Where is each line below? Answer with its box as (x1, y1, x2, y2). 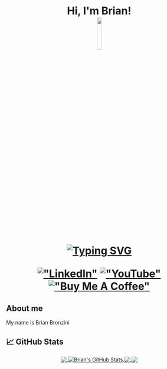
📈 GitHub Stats (6, 337, 64, 347)
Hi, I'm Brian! (67, 4, 132, 18)
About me (6, 303, 43, 313)
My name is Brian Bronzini (6, 319, 70, 326)
